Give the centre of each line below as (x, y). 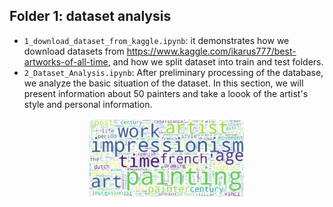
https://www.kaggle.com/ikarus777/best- (211, 51)
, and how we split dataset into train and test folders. (215, 61)
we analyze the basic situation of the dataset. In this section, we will (163, 83)
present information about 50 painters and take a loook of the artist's (166, 93)
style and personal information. (88, 104)
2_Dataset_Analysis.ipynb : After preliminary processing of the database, (173, 72)
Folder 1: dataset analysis (90, 16)
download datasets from (74, 51)
